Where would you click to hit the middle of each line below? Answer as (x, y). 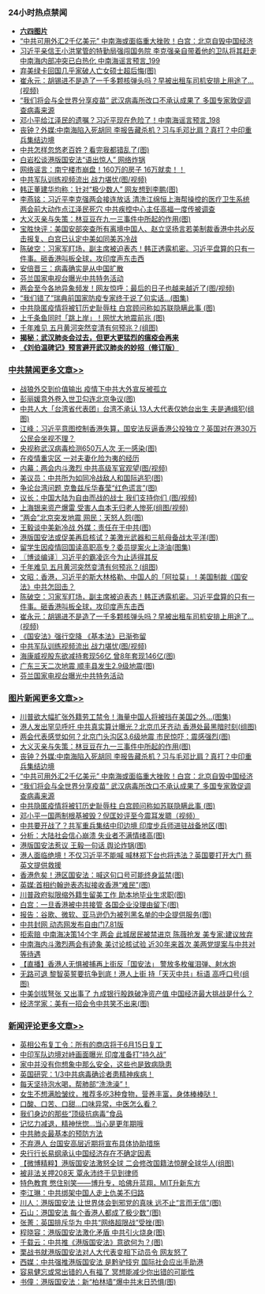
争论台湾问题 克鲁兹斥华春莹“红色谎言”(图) (88, 487)
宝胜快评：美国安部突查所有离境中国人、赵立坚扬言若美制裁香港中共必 (134, 229)
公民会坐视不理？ (47, 438)
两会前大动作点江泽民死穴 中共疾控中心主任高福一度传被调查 (117, 209)
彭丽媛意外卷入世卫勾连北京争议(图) (78, 399)
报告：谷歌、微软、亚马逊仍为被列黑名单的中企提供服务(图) (116, 914)
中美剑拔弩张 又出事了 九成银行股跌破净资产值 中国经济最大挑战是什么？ (136, 993)
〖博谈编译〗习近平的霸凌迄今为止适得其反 (89, 557)
